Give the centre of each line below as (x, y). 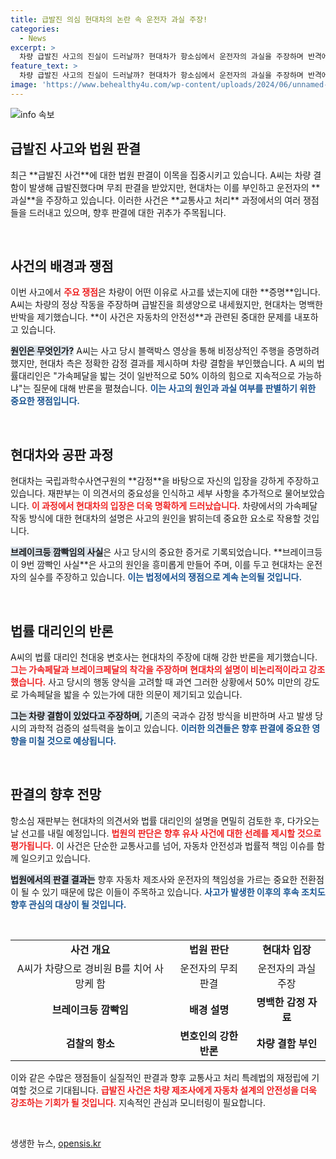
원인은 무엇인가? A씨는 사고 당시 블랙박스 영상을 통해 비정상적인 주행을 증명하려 (165, 351)
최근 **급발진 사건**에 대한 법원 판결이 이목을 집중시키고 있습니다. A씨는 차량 (161, 175)
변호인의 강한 (208, 1036)
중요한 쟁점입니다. (45, 401)
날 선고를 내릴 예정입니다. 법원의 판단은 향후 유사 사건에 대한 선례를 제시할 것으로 (166, 833)
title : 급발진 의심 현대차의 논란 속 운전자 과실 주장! (109, 19)
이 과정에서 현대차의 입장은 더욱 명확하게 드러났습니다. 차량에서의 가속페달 (174, 506)
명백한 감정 (281, 1002)
